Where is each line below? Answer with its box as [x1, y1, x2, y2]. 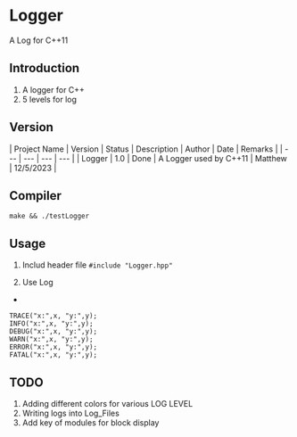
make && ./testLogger [9, 211, 90, 221]
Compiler [9, 188, 62, 203]
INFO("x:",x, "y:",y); [9, 319, 94, 328]
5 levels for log [21, 94, 78, 104]
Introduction [9, 61, 80, 76]
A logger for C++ [21, 84, 85, 95]
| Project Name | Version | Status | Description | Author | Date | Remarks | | [9, 144, 284, 154]
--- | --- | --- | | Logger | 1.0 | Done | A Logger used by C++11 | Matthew [23, 153, 288, 163]
